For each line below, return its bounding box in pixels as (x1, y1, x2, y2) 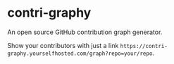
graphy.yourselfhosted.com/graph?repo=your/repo (7, 50, 153, 57)
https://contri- (120, 42, 168, 49)
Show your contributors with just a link (7, 41, 119, 49)
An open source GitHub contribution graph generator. (7, 28, 163, 36)
